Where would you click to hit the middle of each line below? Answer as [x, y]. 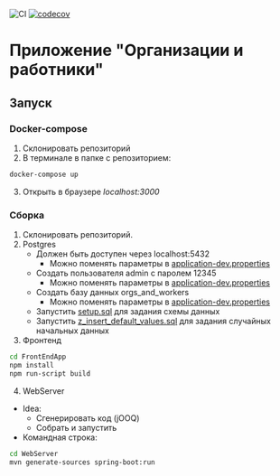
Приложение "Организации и [126, 51]
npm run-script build [50, 373]
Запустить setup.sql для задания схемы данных [128, 312]
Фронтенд [42, 341]
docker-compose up [44, 174]
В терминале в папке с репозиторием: [97, 157]
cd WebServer [34, 453]
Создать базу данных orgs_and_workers [112, 293]
